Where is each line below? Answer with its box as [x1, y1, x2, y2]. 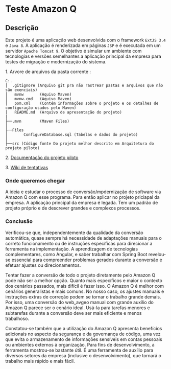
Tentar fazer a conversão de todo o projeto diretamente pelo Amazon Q [5, 272, 156, 278]
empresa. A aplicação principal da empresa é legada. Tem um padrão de [5, 200, 158, 206]
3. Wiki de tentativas [5, 165, 48, 170]
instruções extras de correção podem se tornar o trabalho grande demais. [5, 293, 161, 299]
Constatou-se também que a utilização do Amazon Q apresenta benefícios [5, 325, 162, 331]
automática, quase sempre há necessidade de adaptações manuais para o [5, 235, 162, 241]
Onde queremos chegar [5, 177, 65, 184]
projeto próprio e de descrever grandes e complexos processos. [5, 205, 141, 211]
